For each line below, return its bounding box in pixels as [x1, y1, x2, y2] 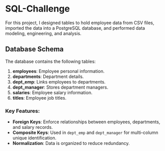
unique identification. [12, 135, 57, 141]
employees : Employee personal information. [12, 68, 105, 74]
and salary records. [12, 124, 53, 130]
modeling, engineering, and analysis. [5, 30, 81, 36]
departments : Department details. [12, 73, 84, 80]
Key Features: [5, 107, 40, 114]
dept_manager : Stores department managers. [12, 84, 109, 90]
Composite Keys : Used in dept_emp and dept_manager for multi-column [12, 129, 158, 136]
